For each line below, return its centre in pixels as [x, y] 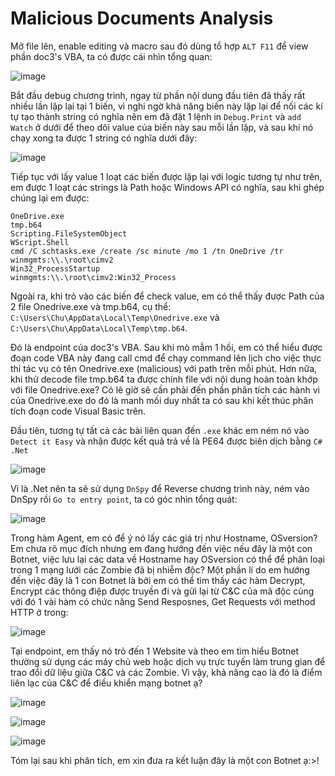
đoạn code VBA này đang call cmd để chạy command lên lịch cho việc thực [166, 358]
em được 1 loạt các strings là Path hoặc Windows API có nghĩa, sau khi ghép [167, 187]
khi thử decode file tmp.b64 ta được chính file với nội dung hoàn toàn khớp [164, 379]
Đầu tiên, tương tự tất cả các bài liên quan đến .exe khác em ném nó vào [160, 430]
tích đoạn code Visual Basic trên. [78, 411]
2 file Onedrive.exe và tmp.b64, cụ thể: [91, 306]
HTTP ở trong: [39, 612]
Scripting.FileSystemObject [69, 233]
